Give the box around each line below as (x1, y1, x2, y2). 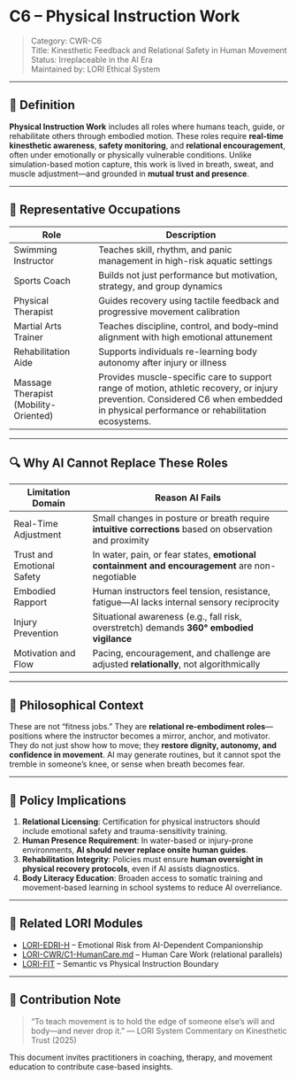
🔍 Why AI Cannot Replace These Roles (9, 455, 228, 470)
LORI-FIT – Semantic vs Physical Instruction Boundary (21, 958, 219, 969)
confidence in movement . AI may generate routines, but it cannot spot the (9, 750, 281, 761)
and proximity (92, 534, 150, 546)
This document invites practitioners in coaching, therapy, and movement (9, 1052, 273, 1062)
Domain (32, 498, 66, 510)
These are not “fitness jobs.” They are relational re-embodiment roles (9, 722, 266, 732)
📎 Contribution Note (9, 992, 121, 1008)
